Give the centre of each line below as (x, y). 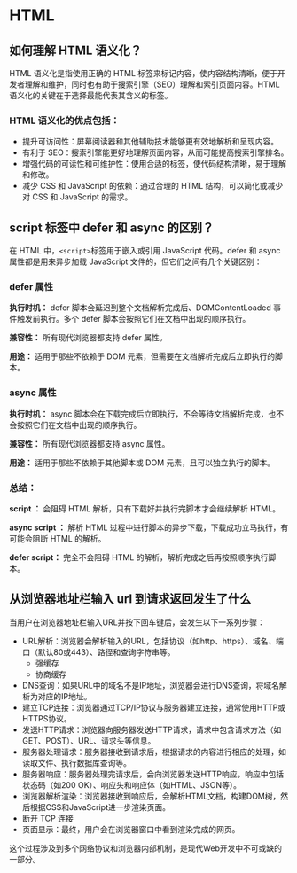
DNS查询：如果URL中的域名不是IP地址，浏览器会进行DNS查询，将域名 (151, 685)
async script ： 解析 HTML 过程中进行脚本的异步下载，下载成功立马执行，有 (149, 527)
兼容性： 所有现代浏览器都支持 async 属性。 (90, 443)
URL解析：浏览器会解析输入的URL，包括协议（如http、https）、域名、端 (152, 641)
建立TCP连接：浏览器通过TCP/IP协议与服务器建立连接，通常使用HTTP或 (154, 707)
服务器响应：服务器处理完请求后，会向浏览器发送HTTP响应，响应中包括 (153, 774)
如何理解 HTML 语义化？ (76, 50)
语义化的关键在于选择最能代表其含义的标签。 (91, 95)
